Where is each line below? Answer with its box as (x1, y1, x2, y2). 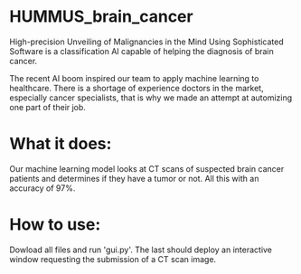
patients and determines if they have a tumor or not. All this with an (9, 173, 259, 184)
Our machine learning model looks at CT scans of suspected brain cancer (9, 163, 285, 174)
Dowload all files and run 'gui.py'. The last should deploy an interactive (9, 244, 273, 255)
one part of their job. (9, 101, 86, 112)
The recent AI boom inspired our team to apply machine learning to (9, 72, 259, 83)
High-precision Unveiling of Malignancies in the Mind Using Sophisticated (9, 36, 285, 47)
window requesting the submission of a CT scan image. (9, 253, 217, 264)
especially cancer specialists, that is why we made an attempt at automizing (9, 92, 293, 103)
